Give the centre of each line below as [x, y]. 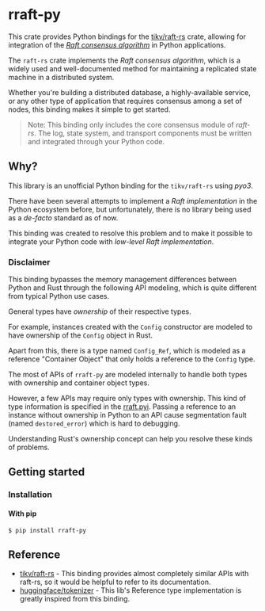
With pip [23, 514]
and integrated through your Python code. [96, 141]
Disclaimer [29, 262]
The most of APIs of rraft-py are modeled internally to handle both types [128, 375]
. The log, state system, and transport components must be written [143, 133]
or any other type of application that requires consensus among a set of [125, 101]
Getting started [47, 472]
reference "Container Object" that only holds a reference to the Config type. [132, 359]
